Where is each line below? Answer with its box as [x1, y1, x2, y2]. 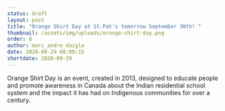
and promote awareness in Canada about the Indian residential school [7, 81, 206, 90]
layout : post [7, 17, 45, 23]
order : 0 [7, 36, 32, 43]
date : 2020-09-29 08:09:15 [7, 49, 85, 56]
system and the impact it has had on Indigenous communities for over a [7, 88, 211, 97]
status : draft [7, 10, 48, 17]
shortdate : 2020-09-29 [7, 55, 72, 62]
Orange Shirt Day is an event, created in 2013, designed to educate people [7, 74, 219, 82]
